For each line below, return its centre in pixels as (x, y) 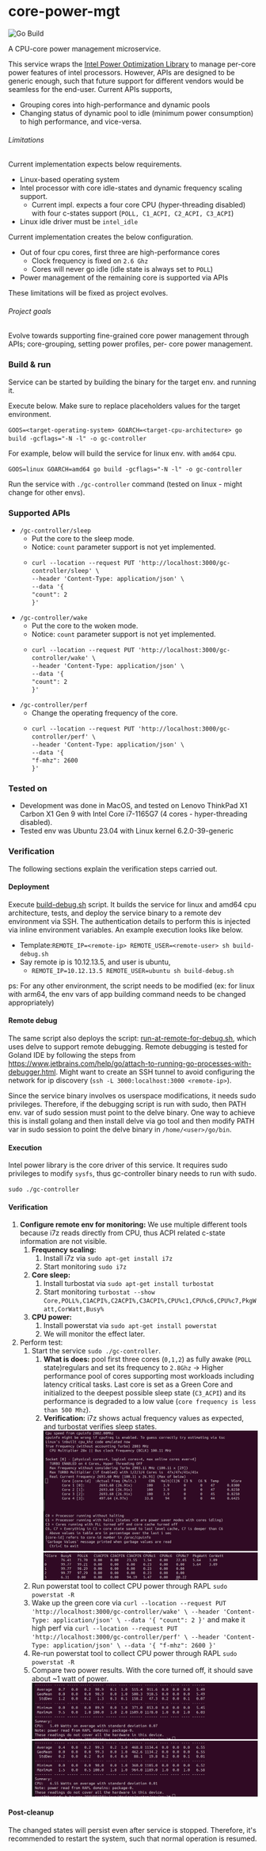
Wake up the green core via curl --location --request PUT (129, 1603)
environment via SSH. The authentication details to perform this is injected (129, 921)
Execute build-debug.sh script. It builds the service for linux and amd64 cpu (133, 904)
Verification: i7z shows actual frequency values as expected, (143, 1418)
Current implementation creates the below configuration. (101, 237)
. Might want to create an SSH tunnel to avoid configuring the (155, 1071)
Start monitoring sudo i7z (85, 1267)
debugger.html (32, 1071)
